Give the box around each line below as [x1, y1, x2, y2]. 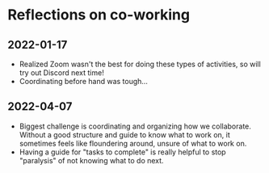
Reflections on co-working [7, 6, 191, 24]
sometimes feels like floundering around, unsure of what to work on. [19, 138, 247, 148]
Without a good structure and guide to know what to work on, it [19, 129, 231, 139]
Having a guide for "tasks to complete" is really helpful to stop [19, 147, 227, 157]
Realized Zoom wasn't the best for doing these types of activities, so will [19, 59, 262, 69]
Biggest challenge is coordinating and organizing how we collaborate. [19, 121, 252, 131]
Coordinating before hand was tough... [19, 77, 149, 86]
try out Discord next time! [19, 68, 104, 78]
